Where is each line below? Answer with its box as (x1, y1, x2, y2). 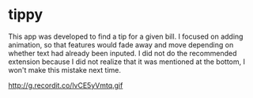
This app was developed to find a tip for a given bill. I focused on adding (8, 32, 244, 41)
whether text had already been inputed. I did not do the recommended (8, 48, 237, 58)
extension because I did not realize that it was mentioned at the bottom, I (8, 57, 245, 66)
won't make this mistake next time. (8, 65, 121, 74)
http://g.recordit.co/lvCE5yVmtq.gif (8, 81, 123, 90)
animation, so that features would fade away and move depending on (8, 40, 234, 49)
